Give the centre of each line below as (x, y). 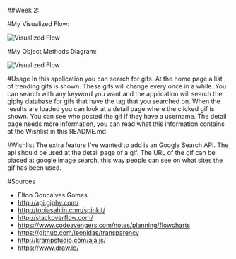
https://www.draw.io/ (48, 248)
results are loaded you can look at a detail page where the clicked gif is (111, 109)
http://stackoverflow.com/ (55, 218)
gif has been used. (35, 168)
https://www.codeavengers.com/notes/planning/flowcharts (104, 225)
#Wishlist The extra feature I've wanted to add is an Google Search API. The (118, 145)
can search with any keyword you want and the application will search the (115, 94)
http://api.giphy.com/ (48, 202)
